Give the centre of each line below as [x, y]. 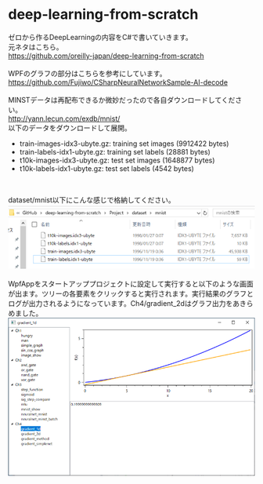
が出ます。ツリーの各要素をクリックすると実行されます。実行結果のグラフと [131, 293]
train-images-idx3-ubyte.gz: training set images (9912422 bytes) [124, 144]
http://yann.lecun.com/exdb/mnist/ [64, 118]
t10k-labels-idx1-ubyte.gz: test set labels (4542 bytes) [106, 168]
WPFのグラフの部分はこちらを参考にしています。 [87, 73]
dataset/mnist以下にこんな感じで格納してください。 [92, 200]
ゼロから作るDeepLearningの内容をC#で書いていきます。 [101, 37]
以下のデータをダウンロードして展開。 [70, 128]
